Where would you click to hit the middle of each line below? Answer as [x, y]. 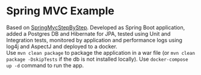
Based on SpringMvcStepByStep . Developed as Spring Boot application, [96, 27]
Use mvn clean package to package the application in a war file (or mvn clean [101, 52]
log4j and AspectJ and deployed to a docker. [62, 46]
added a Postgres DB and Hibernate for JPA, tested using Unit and [88, 33]
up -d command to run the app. [45, 65]
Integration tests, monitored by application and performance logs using [94, 40]
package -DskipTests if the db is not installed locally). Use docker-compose [97, 59]
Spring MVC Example [60, 11]
